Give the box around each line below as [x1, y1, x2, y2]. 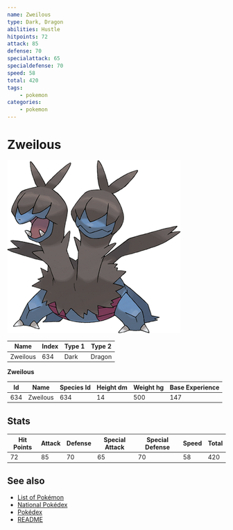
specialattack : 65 [7, 55, 60, 62]
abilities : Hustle [7, 26, 60, 33]
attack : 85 [7, 40, 39, 48]
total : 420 [7, 77, 39, 84]
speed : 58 [7, 69, 36, 76]
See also [7, 475, 45, 486]
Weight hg [132, 383, 164, 391]
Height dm [96, 383, 128, 391]
